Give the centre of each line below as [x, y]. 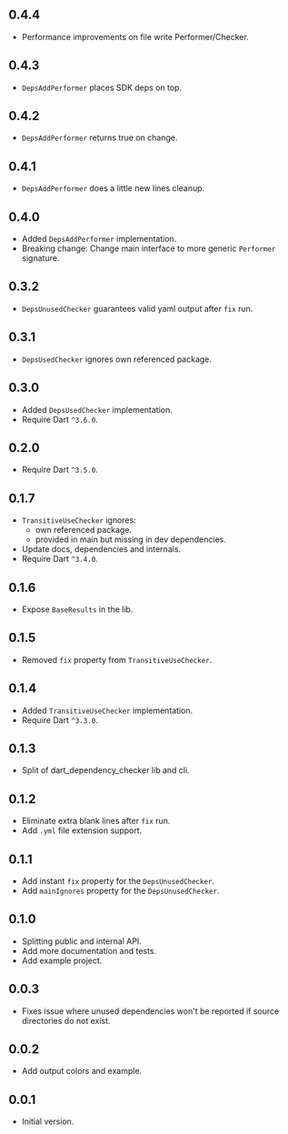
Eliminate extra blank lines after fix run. [96, 821]
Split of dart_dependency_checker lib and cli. [105, 770]
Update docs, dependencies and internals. [101, 549]
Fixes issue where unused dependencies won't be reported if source [150, 1011]
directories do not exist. [66, 1020]
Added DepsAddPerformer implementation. [99, 239]
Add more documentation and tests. [89, 950]
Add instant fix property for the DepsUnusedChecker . [118, 881]
